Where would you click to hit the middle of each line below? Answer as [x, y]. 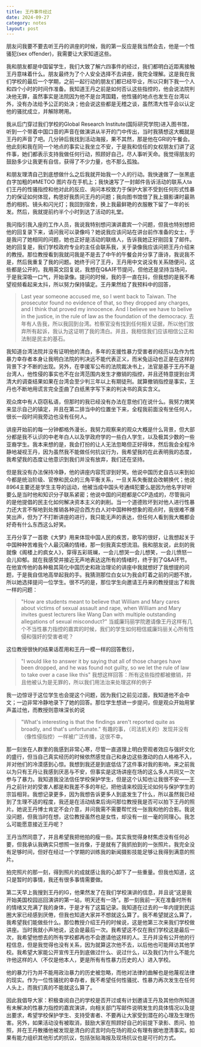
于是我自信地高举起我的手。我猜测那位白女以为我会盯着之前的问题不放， [106, 575]
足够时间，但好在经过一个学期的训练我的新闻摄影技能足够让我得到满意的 [100, 852]
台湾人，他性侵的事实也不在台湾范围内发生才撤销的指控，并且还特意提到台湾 [100, 374]
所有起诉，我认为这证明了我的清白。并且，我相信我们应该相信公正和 [110, 331]
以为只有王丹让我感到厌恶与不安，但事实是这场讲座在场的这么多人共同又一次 [100, 772]
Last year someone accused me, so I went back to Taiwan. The [98, 297]
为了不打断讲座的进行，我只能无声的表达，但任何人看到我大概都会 [113, 517]
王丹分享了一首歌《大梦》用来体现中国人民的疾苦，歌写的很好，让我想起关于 [100, 538]
